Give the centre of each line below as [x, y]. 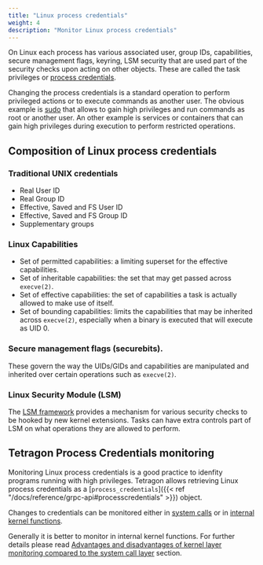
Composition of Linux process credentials [113, 151]
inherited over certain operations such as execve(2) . [92, 374]
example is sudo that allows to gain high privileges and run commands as [126, 109]
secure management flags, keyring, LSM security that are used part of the [128, 61]
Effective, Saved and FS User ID [71, 207]
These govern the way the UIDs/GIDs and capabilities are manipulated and [129, 366]
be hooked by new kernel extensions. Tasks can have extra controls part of [130, 420]
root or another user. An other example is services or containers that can [126, 118]
